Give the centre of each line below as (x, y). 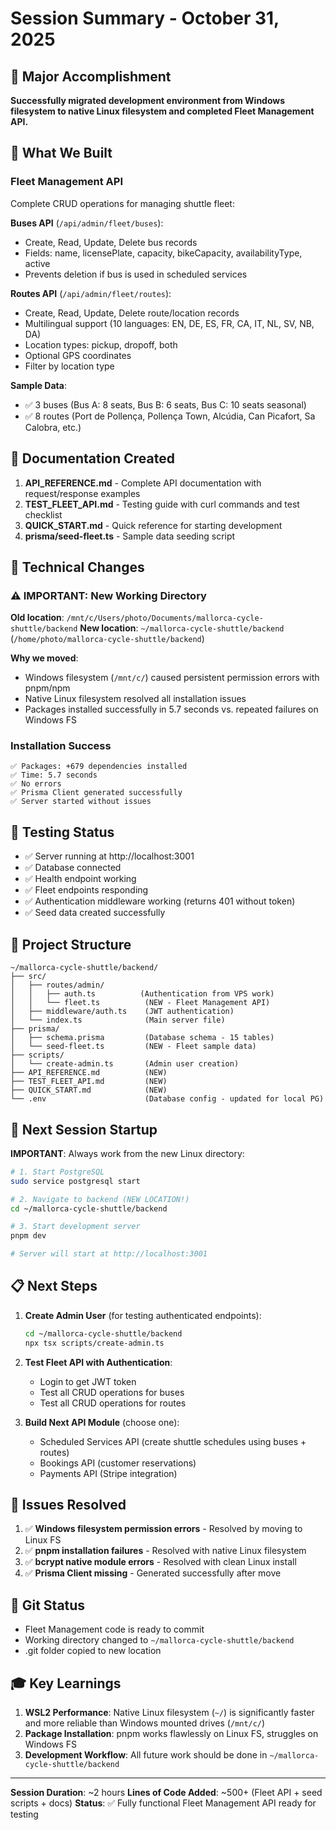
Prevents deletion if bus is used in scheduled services (136, 274)
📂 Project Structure (71, 944)
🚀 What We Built (61, 153)
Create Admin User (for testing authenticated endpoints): (143, 1315)
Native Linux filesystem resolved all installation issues (135, 699)
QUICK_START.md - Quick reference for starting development (153, 525)
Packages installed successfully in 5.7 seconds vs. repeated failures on (171, 709)
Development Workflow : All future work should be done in (146, 1755)
